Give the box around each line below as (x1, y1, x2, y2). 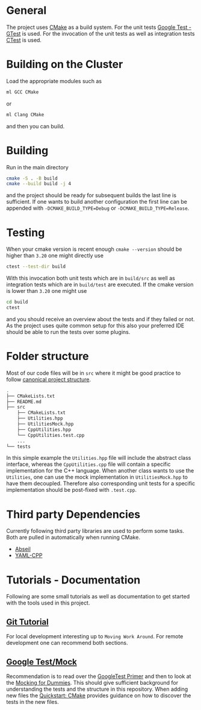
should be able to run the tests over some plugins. (6, 328, 131, 335)
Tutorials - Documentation (6, 573, 141, 586)
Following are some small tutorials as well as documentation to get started (6, 593, 190, 600)
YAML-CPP (14, 552, 43, 559)
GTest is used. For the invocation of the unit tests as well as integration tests (6, 30, 195, 37)
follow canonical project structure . (6, 375, 91, 383)
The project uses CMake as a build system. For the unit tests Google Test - (6, 24, 191, 31)
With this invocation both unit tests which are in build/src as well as (6, 275, 176, 282)
